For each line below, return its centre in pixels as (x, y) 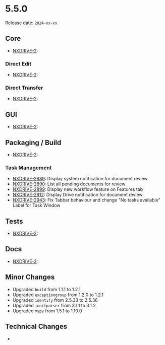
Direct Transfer (24, 88)
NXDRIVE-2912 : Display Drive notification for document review (77, 195)
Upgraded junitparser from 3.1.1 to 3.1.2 (54, 305)
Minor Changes (30, 277)
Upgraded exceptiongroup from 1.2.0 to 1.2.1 (58, 295)
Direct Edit (18, 63)
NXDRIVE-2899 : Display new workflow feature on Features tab (77, 189)
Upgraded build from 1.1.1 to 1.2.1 (46, 289)
